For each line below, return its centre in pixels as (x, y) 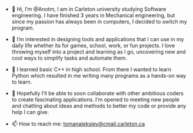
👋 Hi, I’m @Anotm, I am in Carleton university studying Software (89, 9)
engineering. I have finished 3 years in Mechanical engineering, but (93, 15)
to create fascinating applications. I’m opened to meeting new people (95, 99)
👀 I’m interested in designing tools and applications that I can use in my (98, 39)
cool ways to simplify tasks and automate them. (69, 58)
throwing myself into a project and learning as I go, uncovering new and (99, 52)
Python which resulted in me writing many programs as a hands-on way (99, 76)
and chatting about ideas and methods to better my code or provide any (99, 106)
